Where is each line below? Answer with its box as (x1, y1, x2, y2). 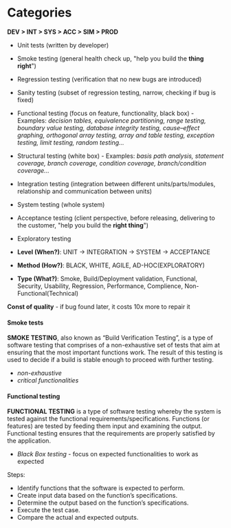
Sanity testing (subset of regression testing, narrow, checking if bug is (16, 88, 217, 97)
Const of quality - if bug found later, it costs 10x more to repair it (7, 302, 190, 311)
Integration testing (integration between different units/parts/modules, (16, 179, 216, 187)
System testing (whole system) (16, 200, 105, 208)
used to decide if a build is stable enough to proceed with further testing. (7, 356, 214, 364)
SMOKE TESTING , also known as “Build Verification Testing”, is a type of (7, 334, 213, 342)
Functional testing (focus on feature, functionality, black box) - (16, 109, 195, 117)
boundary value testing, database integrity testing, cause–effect (16, 123, 200, 132)
